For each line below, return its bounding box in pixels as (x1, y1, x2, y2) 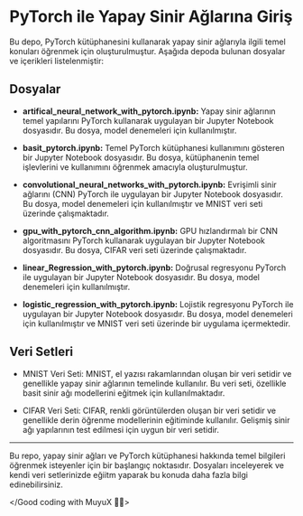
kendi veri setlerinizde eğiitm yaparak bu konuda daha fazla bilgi (9, 469, 248, 480)
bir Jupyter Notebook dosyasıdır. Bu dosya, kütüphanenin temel (22, 152, 260, 163)
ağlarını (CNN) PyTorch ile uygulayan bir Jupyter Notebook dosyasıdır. (22, 188, 284, 200)
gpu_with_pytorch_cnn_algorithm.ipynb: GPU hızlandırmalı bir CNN (22, 225, 278, 236)
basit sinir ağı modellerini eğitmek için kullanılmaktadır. (22, 387, 225, 399)
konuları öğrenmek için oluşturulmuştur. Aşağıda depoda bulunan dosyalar (9, 45, 286, 56)
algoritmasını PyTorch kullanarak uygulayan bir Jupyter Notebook (22, 235, 266, 246)
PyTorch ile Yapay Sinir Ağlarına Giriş (9, 6, 293, 27)
